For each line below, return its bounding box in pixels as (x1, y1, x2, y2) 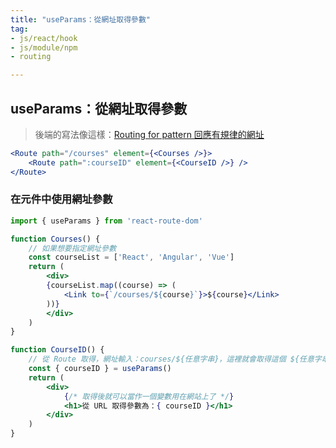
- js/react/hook (10, 33, 78, 43)
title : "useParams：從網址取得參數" (10, 14, 152, 25)
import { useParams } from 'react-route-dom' (10, 216, 203, 226)
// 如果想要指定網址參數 (28, 243, 117, 253)
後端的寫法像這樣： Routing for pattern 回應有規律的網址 (34, 128, 265, 140)
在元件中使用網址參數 (10, 192, 113, 206)
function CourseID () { (10, 345, 105, 355)
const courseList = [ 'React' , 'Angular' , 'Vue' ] (28, 252, 235, 263)
